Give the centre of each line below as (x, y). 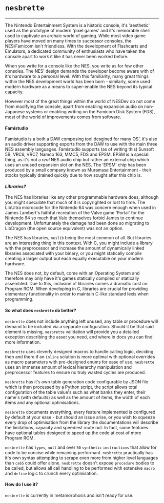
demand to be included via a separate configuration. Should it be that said (80, 326)
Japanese (15, 111)
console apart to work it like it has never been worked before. (67, 56)
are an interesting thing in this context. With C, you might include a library (79, 243)
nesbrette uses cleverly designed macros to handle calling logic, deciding (79, 351)
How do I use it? (21, 484)
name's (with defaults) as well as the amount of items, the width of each (78, 397)
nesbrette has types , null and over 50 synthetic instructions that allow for (81, 447)
